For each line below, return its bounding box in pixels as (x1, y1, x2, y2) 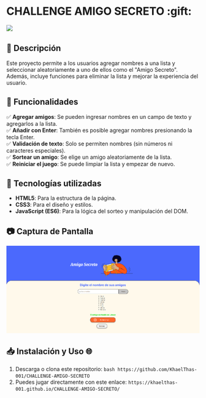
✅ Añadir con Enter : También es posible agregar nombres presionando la (6, 126, 193, 134)
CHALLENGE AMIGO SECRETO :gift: (6, 4, 192, 18)
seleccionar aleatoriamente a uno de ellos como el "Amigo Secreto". (6, 66, 178, 73)
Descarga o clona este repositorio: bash (15, 365, 115, 373)
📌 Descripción (6, 43, 61, 53)
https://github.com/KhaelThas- (117, 367, 197, 373)
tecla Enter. (6, 133, 35, 140)
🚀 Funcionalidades (6, 97, 78, 107)
